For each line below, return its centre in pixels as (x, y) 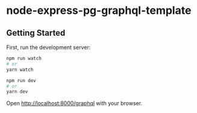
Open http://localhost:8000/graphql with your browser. (74, 103)
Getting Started (36, 33)
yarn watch (20, 69)
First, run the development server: (48, 47)
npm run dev (21, 80)
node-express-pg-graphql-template (99, 11)
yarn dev (17, 92)
